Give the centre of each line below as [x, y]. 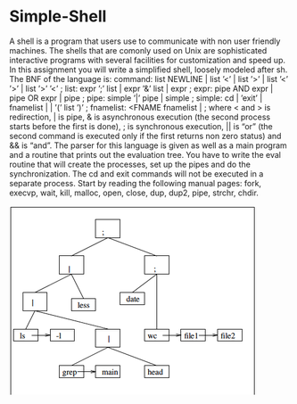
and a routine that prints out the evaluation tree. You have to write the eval [145, 154]
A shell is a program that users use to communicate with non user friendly [145, 41]
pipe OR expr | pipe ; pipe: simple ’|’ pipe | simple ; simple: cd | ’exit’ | [136, 98]
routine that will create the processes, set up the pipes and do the [130, 164]
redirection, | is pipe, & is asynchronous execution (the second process [140, 117]
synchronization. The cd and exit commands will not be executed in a [136, 173]
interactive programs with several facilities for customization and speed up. [147, 60]
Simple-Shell [58, 16]
